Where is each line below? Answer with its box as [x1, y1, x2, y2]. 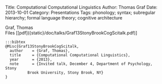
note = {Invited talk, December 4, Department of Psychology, [9, 61, 153, 66]
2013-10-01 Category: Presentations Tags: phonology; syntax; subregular [5, 9, 156, 15]
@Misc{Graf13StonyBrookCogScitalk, [5, 44, 79, 49]
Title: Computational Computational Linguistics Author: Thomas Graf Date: [5, 4, 158, 10]
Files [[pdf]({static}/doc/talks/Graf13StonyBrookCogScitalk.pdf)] [5, 30, 138, 35]
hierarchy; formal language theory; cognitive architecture [5, 15, 123, 20]
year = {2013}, [9, 57, 52, 62]
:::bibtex [5, 39, 26, 44]
